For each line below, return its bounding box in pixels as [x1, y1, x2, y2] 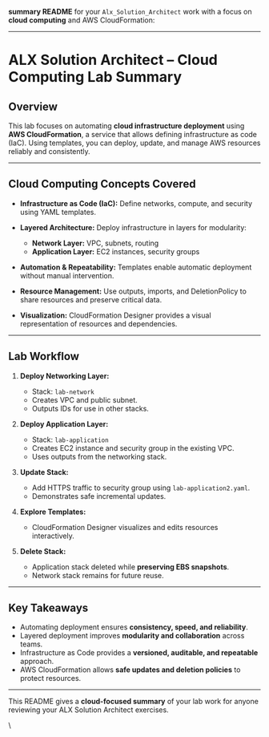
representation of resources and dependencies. [19, 318, 178, 328]
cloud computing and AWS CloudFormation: [8, 15, 155, 25]
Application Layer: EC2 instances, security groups [31, 246, 200, 256]
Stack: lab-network [31, 387, 94, 396]
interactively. [31, 531, 74, 541]
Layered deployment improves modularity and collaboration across [19, 631, 245, 641]
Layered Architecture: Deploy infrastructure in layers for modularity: [19, 222, 247, 232]
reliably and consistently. [8, 147, 90, 156]
